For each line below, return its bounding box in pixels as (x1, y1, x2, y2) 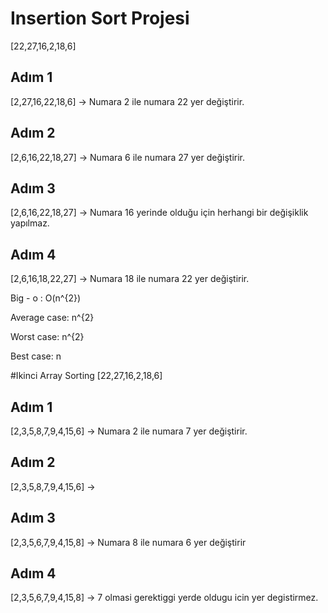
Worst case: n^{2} (10, 331, 85, 343)
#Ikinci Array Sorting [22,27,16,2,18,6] (10, 370, 163, 382)
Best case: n (10, 350, 62, 362)
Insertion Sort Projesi (10, 7, 190, 30)
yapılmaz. (10, 217, 50, 229)
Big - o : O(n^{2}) (10, 292, 82, 304)
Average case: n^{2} (10, 312, 95, 324)
